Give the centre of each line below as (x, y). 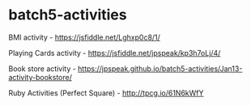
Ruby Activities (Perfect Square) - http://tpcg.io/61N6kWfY (106, 93)
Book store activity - (43, 68)
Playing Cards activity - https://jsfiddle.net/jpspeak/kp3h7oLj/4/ (115, 53)
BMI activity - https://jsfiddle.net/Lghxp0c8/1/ (84, 37)
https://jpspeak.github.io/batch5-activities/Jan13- (160, 68)
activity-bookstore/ (40, 77)
